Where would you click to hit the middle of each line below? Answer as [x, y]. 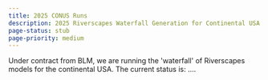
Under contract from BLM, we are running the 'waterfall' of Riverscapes [127, 61]
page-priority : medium [46, 38]
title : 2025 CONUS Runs [48, 16]
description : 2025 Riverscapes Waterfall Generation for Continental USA [134, 23]
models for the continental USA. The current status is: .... [102, 70]
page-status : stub [39, 30]
